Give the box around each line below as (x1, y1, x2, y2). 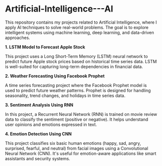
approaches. (5, 35, 30, 41)
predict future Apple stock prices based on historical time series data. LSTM (5, 58, 157, 64)
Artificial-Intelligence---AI (5, 3, 114, 14)
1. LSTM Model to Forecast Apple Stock (5, 44, 86, 50)
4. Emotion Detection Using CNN (5, 131, 72, 137)
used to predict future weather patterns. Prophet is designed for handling (5, 87, 151, 93)
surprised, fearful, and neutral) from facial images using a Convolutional (5, 145, 148, 151)
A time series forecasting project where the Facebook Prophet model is (5, 82, 147, 88)
